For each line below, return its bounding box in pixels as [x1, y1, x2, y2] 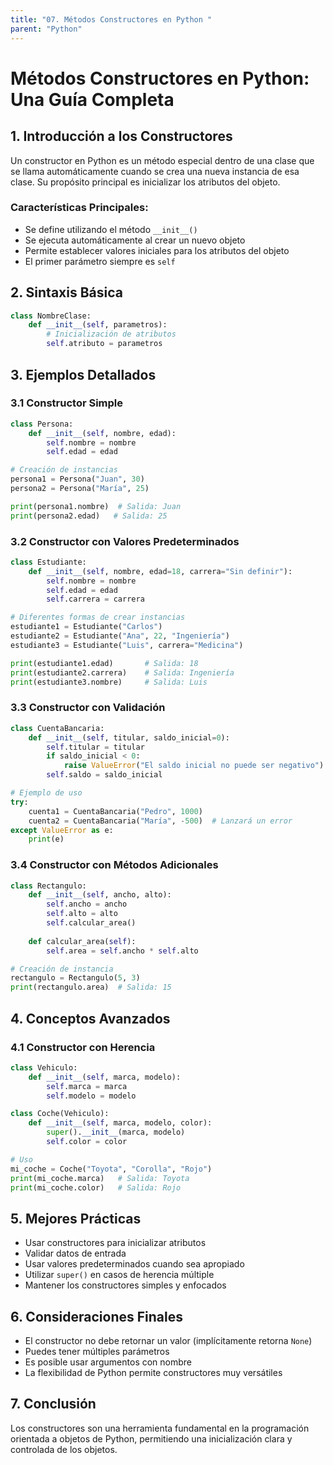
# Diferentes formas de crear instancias [10, 612, 186, 623]
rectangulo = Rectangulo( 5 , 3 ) [10, 973, 141, 983]
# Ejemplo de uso [10, 788, 83, 798]
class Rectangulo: [10, 881, 87, 891]
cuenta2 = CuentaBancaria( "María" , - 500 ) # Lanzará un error [28, 816, 293, 826]
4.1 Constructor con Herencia [10, 1040, 156, 1054]
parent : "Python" [10, 24, 83, 34]
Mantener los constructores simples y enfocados [24, 1279, 227, 1291]
